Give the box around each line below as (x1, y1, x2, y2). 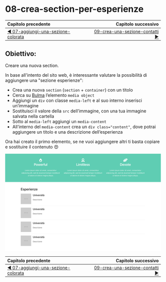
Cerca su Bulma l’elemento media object (12, 93, 95, 98)
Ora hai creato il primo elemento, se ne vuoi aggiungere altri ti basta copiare (5, 139, 160, 144)
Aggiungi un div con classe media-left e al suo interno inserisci (12, 97, 142, 103)
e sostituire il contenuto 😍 (5, 144, 59, 149)
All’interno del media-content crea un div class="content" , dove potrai (12, 124, 156, 130)
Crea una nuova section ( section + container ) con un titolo (12, 87, 133, 93)
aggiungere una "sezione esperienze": (5, 78, 83, 83)
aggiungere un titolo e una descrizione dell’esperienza (12, 129, 123, 135)
